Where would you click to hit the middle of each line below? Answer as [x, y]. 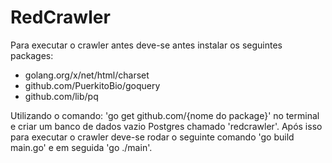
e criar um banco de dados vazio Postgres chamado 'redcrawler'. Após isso [166, 126]
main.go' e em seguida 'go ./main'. [81, 147]
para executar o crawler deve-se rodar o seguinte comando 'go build [152, 137]
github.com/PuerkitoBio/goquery [92, 85]
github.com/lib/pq [61, 96]
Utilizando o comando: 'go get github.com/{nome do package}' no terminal [165, 115]
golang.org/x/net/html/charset [87, 75]
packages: [32, 55]
